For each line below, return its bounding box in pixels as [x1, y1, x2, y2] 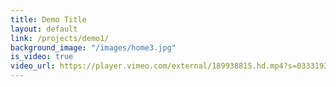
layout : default [10, 24, 78, 34]
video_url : [10, 61, 56, 71]
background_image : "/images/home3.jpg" [10, 42, 177, 53]
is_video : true [10, 52, 74, 62]
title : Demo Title [10, 14, 87, 25]
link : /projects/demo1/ [10, 33, 110, 43]
